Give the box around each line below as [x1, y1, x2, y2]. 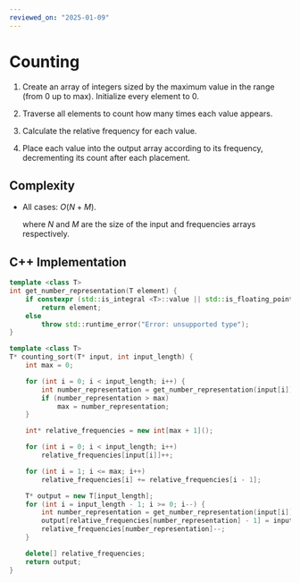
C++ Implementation [9, 254, 127, 269]
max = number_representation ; [56, 401, 170, 411]
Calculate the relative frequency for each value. [21, 125, 197, 136]
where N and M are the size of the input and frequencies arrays [21, 219, 256, 230]
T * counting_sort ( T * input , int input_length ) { [9, 352, 194, 362]
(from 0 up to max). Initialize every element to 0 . [21, 90, 199, 101]
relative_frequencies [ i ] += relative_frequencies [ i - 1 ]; [41, 475, 262, 484]
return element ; [41, 303, 102, 312]
